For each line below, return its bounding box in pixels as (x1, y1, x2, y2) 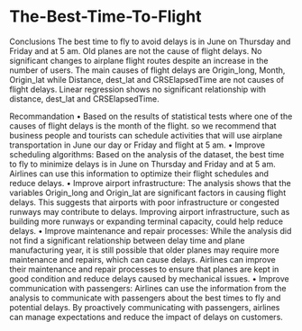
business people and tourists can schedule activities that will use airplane (9, 130, 283, 140)
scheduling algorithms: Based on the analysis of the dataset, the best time (9, 148, 285, 159)
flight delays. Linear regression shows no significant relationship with (9, 84, 267, 94)
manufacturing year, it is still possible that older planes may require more (9, 245, 279, 255)
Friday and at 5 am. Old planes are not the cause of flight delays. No (9, 45, 262, 56)
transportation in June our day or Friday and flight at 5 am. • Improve (9, 139, 266, 150)
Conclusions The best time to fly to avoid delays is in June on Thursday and (9, 36, 291, 47)
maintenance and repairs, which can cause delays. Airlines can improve (9, 254, 277, 264)
